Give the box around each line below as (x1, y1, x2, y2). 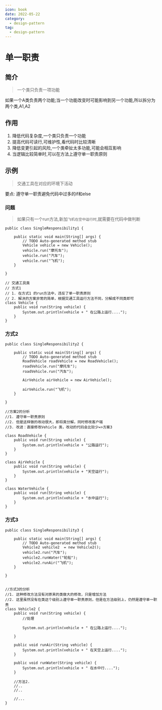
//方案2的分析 (5, 409, 30, 414)
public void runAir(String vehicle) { (14, 642, 92, 647)
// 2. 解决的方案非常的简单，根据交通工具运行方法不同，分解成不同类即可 (5, 296, 134, 301)
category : (5, 16, 25, 21)
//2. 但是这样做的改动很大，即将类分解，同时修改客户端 (5, 419, 103, 425)
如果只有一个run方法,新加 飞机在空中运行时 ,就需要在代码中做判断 (17, 216, 141, 222)
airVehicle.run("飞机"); (22, 387, 72, 392)
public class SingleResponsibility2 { (5, 342, 84, 347)
